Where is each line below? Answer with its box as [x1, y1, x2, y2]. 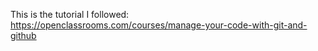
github [10, 30, 37, 41]
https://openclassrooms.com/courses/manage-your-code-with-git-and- [10, 19, 308, 31]
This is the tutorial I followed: [10, 9, 130, 20]
